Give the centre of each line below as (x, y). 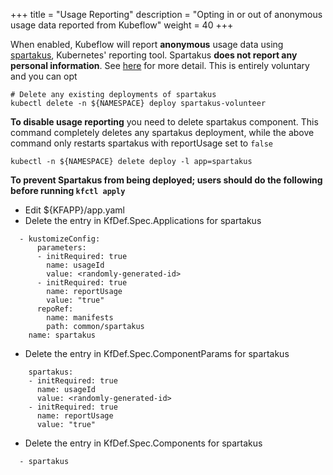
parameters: (61, 248)
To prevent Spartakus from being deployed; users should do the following (166, 180)
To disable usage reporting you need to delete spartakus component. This (164, 122)
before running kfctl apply (68, 190)
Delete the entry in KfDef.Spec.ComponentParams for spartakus (157, 353)
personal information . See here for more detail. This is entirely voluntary (160, 65)
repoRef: (55, 309)
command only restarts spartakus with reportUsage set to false (141, 143)
